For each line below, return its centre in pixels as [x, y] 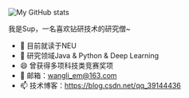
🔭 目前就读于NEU [48, 45]
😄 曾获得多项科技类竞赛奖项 [67, 65]
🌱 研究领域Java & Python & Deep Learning [89, 55]
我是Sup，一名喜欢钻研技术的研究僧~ [70, 29]
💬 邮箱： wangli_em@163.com [68, 75]
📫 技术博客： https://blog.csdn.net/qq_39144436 [100, 85]
